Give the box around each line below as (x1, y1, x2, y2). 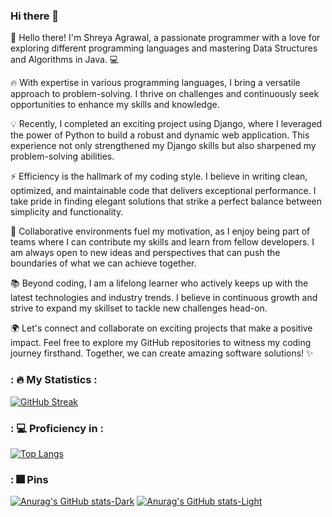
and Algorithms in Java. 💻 (10, 54, 120, 66)
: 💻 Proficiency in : (10, 421, 104, 435)
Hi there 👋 (10, 9, 60, 23)
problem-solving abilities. (10, 150, 115, 163)
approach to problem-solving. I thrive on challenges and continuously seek (10, 88, 320, 100)
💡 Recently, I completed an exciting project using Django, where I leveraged (10, 118, 323, 130)
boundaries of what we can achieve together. (10, 257, 197, 269)
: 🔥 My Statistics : (10, 373, 98, 387)
